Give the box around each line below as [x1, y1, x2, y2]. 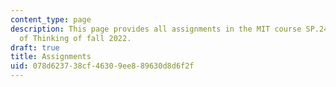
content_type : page [10, 14, 92, 25]
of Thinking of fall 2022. [19, 33, 132, 43]
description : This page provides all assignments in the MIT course [10, 24, 302, 34]
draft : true [10, 42, 60, 53]
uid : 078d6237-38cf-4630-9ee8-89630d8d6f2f [10, 61, 195, 71]
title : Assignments [10, 52, 92, 62]
